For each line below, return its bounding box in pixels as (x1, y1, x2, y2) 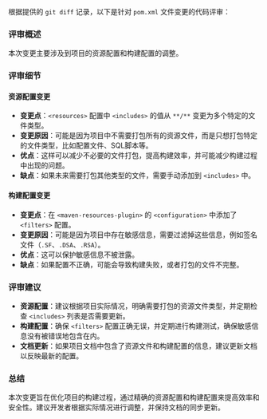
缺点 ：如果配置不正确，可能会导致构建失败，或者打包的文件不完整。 (19, 259, 244, 269)
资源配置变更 (8, 91, 50, 101)
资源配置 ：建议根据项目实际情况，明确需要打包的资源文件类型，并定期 (19, 301, 251, 310)
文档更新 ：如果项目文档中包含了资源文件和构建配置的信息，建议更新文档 (19, 341, 257, 350)
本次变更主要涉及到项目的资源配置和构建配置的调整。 (8, 49, 183, 58)
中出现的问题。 (19, 160, 69, 170)
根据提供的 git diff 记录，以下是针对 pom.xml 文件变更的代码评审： (8, 7, 231, 16)
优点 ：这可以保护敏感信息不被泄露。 (19, 250, 139, 259)
